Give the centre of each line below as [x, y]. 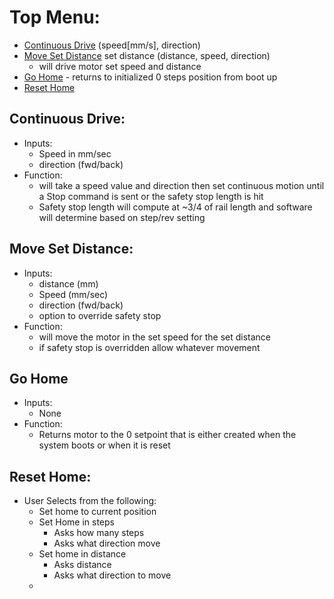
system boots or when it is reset [104, 445]
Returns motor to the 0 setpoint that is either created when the [167, 435]
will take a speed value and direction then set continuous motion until [181, 185]
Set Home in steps [76, 522]
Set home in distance [82, 554]
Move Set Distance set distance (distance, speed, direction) [147, 55]
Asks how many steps [99, 533]
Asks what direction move [107, 543]
